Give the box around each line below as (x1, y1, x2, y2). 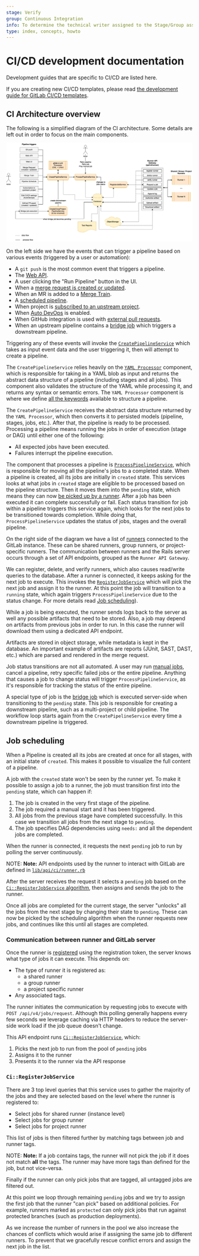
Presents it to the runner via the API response (14, 1058, 126, 1065)
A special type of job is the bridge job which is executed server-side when (6, 693, 188, 701)
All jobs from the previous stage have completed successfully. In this (14, 812, 183, 819)
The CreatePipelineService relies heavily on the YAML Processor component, (6, 364, 192, 371)
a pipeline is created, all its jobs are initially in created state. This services (6, 474, 185, 481)
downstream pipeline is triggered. (6, 719, 88, 726)
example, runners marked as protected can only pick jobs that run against (6, 1206, 187, 1213)
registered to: (6, 1099, 39, 1106)
